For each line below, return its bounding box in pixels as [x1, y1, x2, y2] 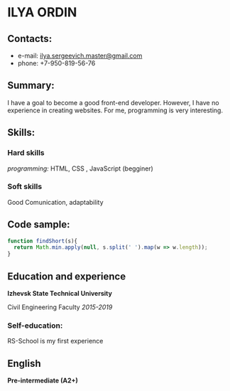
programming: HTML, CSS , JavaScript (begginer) [7, 164, 154, 173]
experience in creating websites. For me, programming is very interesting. [7, 106, 224, 114]
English [7, 357, 41, 370]
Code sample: [7, 218, 70, 231]
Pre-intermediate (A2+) [7, 376, 78, 385]
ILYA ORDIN [7, 4, 77, 21]
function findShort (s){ [7, 237, 78, 245]
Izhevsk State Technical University [7, 289, 112, 298]
